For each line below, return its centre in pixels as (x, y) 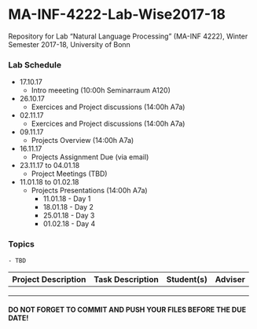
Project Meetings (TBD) (69, 174)
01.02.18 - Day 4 (69, 224)
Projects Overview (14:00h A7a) (83, 141)
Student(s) (187, 279)
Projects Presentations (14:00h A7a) (89, 191)
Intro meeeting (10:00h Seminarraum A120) (101, 90)
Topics (22, 244)
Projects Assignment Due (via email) (90, 157)
